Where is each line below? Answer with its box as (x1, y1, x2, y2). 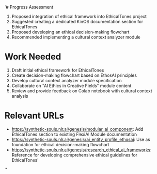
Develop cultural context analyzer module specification (11, 77, 122, 83)
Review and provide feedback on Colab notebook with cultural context (11, 87, 152, 94)
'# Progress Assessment (4, 4, 54, 10)
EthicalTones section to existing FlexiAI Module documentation (11, 131, 137, 137)
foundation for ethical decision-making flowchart (11, 141, 110, 147)
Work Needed (4, 51, 62, 62)
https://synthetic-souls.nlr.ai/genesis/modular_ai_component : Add (11, 126, 143, 132)
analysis (11, 93, 29, 99)
